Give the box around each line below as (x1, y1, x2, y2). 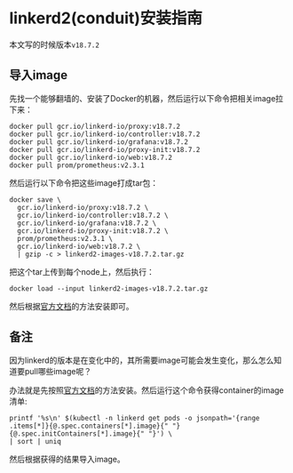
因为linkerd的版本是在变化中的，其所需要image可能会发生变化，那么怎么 (9, 355, 274, 365)
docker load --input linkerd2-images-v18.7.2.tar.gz (9, 284, 209, 293)
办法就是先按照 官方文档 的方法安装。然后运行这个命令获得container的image (9, 384, 284, 396)
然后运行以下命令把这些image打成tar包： (9, 177, 159, 188)
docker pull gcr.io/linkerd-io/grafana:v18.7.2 (9, 137, 189, 147)
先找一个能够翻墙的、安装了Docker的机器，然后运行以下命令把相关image (9, 92, 276, 103)
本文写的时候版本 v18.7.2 (9, 39, 100, 50)
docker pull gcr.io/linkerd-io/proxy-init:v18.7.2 (9, 145, 201, 154)
